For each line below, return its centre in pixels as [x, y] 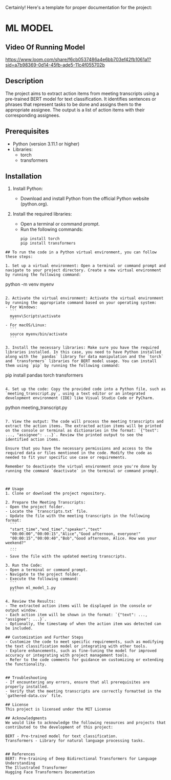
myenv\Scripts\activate [35, 316]
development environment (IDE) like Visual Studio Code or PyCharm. [80, 398]
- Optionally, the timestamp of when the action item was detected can [83, 624]
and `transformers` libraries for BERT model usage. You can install [81, 361]
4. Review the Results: [31, 601]
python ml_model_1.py [33, 588]
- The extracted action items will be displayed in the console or [79, 606]
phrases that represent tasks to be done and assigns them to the [73, 104]
